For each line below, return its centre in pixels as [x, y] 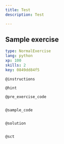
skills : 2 [16, 65]
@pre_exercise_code [26, 97]
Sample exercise [32, 39]
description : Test [25, 15]
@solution [16, 123]
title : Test [18, 10]
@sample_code [19, 110]
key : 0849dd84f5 [22, 70]
